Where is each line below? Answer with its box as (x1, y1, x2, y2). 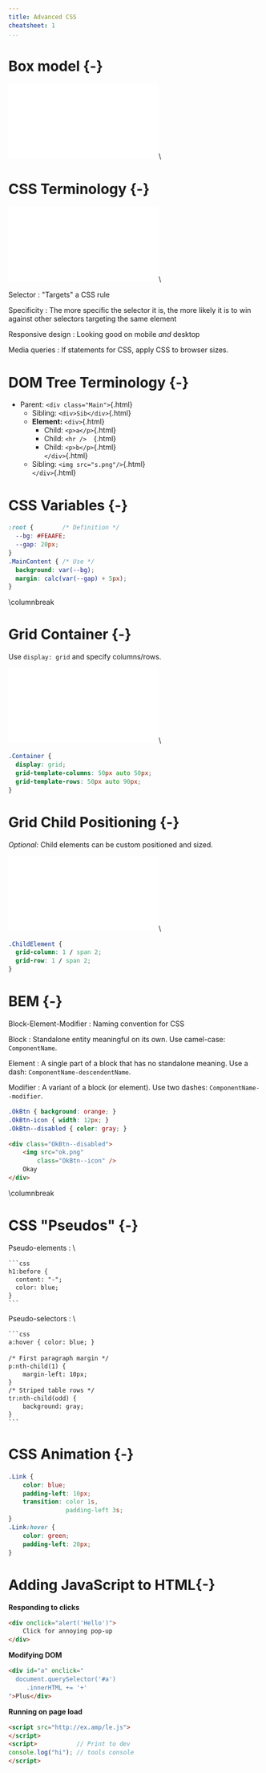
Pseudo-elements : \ (8, 1243, 76, 1252)
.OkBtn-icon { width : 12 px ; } (8, 1116, 110, 1124)
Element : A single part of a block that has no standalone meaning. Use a (8, 1058, 248, 1068)
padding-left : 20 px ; (22, 1540, 91, 1548)
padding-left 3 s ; (65, 1507, 124, 1515)
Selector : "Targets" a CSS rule (8, 290, 111, 300)
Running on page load (8, 1706, 83, 1716)
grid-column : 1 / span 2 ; (15, 948, 103, 956)
